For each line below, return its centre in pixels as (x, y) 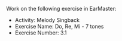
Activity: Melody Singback (47, 20)
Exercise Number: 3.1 (41, 33)
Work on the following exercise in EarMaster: (61, 9)
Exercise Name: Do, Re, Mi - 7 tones (59, 26)
